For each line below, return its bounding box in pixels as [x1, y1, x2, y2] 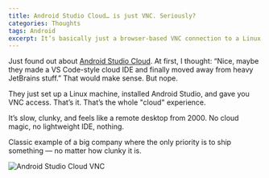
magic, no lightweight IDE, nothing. [8, 122, 125, 131]
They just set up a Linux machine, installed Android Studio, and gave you [8, 89, 250, 99]
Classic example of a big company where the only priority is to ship [8, 138, 232, 147]
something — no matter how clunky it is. [8, 146, 143, 155]
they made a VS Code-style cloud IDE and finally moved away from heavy [8, 65, 254, 75]
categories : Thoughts [8, 19, 81, 27]
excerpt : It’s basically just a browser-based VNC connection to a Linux [8, 34, 262, 43]
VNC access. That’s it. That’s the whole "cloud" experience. [8, 97, 207, 107]
